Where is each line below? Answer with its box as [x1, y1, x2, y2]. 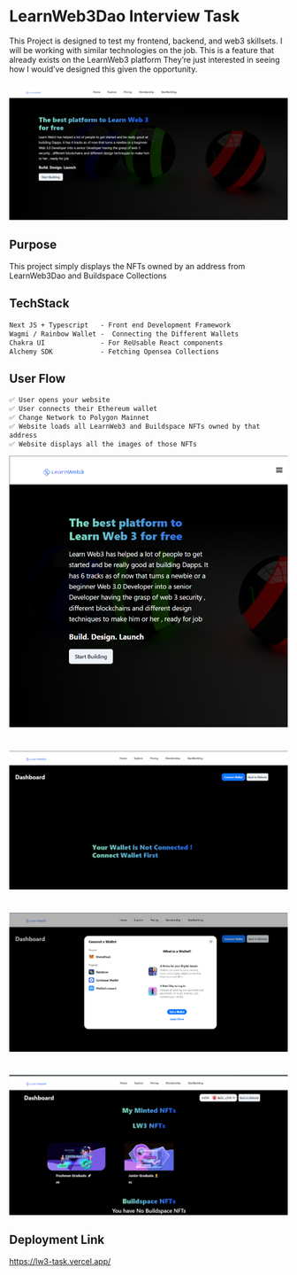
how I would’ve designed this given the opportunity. [9, 64, 198, 74]
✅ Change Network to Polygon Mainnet [9, 414, 150, 423]
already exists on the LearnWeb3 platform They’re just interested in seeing [9, 54, 280, 65]
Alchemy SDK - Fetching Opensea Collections [9, 347, 219, 356]
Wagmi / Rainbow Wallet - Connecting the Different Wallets [9, 330, 240, 338]
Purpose [9, 237, 57, 253]
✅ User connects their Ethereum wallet [9, 405, 157, 414]
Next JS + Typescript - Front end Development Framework [9, 321, 232, 330]
